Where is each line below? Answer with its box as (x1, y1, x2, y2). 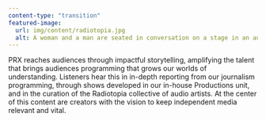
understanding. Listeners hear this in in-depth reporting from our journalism (8, 72, 256, 81)
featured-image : (8, 19, 62, 27)
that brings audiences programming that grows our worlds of (8, 64, 207, 74)
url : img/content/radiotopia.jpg (15, 26, 126, 34)
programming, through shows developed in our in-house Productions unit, (8, 81, 250, 90)
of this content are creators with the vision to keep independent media (8, 97, 237, 107)
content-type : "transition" (8, 11, 101, 20)
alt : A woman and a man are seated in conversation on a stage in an (15, 33, 249, 42)
